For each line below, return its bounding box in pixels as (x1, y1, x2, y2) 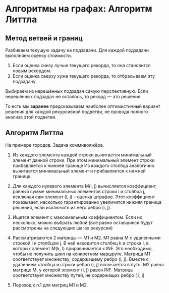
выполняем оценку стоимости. (5, 52, 72, 58)
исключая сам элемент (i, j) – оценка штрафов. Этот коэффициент (12, 194, 155, 200)
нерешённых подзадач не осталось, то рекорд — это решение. (5, 94, 142, 99)
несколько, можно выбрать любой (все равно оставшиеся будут (12, 219, 153, 225)
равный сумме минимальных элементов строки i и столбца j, (12, 188, 146, 194)
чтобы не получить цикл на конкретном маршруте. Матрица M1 (12, 251, 150, 257)
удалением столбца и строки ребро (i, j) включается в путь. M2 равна (12, 261, 164, 267)
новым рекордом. (12, 68, 51, 74)
